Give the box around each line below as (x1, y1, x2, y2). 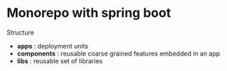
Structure (6, 28, 35, 37)
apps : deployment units (16, 41, 89, 50)
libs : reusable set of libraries (16, 56, 103, 65)
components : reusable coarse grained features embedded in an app (16, 49, 221, 58)
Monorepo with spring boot (6, 5, 171, 21)
